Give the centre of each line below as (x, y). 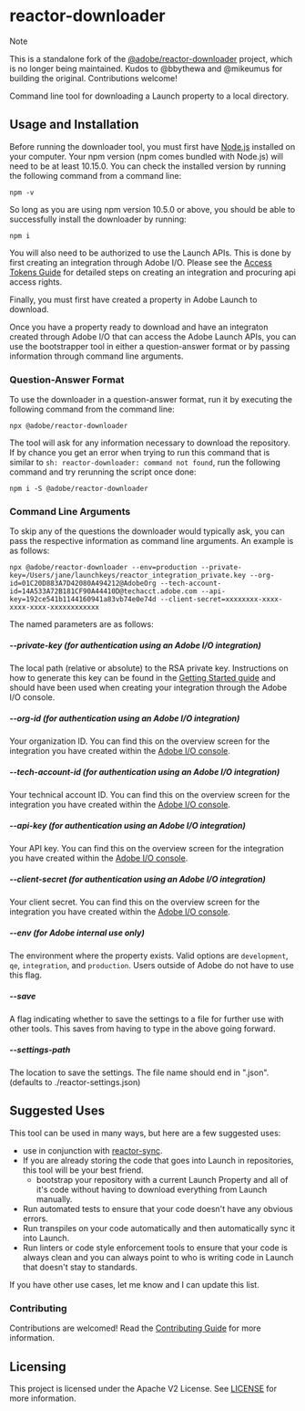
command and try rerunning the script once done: (103, 472)
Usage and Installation (74, 125)
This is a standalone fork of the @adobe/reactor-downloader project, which (151, 58)
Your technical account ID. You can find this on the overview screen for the (150, 795)
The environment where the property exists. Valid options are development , (149, 956)
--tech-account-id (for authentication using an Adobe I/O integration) (145, 771)
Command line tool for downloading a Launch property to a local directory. (149, 96)
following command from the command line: (92, 409)
